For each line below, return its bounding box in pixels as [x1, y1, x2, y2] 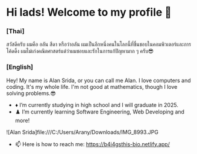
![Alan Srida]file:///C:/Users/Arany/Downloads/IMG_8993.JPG [6, 128, 158, 135]
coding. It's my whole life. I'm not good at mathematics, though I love [6, 83, 178, 90]
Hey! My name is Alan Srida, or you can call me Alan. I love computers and [6, 77, 191, 84]
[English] [6, 63, 34, 71]
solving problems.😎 [6, 89, 56, 97]
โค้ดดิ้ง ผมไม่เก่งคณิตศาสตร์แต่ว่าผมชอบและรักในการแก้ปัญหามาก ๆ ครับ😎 [6, 48, 154, 55]
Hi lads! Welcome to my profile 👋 [6, 5, 172, 19]
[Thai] [6, 27, 25, 36]
